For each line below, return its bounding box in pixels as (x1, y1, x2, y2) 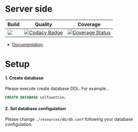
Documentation (12, 41, 43, 47)
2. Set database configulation (5, 105, 66, 111)
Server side (5, 3, 52, 15)
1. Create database (5, 75, 44, 81)
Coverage (77, 21, 101, 28)
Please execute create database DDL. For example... (5, 86, 110, 92)
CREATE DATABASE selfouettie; (5, 95, 67, 100)
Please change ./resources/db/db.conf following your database (5, 116, 133, 122)
